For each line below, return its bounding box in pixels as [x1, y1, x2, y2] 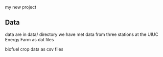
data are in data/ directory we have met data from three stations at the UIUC [5, 31, 159, 37]
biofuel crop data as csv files [5, 46, 64, 52]
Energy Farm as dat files [5, 36, 54, 42]
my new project [5, 4, 37, 10]
